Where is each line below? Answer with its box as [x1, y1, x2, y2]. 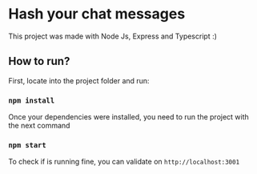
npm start [8, 140, 46, 149]
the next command [8, 121, 70, 131]
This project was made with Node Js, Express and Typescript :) [8, 31, 218, 41]
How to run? [8, 55, 70, 68]
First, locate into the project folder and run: [8, 75, 150, 85]
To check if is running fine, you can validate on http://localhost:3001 [8, 157, 240, 167]
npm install [8, 95, 55, 105]
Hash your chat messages [8, 5, 186, 23]
